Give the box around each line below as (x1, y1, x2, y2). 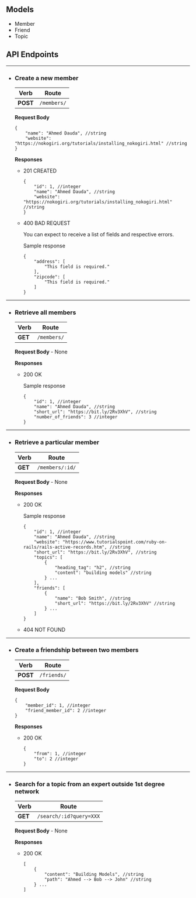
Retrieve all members (14, 308, 76, 316)
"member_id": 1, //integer (25, 702, 91, 708)
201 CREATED (23, 167, 57, 174)
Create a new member (14, 74, 79, 82)
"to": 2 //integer (34, 756, 79, 762)
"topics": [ (34, 554, 63, 560)
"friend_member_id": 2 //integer (25, 707, 107, 713)
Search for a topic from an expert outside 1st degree (14, 780, 165, 788)
